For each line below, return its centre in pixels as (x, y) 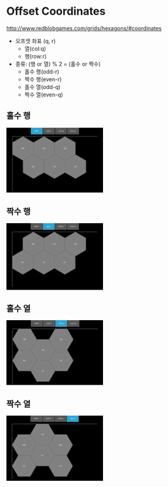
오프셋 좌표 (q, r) (36, 40)
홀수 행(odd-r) (42, 71)
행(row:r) (36, 56)
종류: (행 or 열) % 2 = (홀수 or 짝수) (58, 64)
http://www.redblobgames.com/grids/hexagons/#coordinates (84, 28)
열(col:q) (35, 48)
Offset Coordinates (56, 11)
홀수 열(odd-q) (42, 86)
